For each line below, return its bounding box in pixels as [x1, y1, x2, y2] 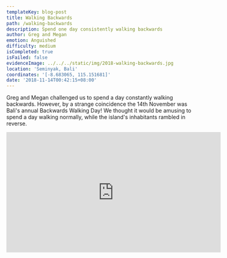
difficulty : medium [6, 43, 56, 50]
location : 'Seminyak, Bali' [6, 65, 78, 72]
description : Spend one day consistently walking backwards [6, 26, 163, 32]
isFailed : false [6, 54, 48, 61]
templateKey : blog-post [6, 9, 67, 15]
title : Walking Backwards [6, 15, 72, 21]
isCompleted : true [6, 49, 53, 55]
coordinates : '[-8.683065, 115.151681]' [6, 72, 111, 78]
